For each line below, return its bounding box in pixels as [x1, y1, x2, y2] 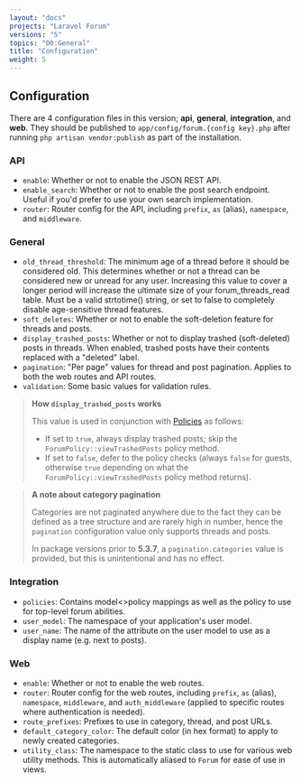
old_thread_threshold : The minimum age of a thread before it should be [22, 256, 290, 267]
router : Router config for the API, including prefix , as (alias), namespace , [22, 204, 289, 215]
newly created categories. [22, 735, 120, 746]
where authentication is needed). [22, 706, 146, 717]
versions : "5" [9, 30, 63, 39]
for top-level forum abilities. [22, 606, 126, 617]
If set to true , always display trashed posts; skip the [44, 433, 238, 444]
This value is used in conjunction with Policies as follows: [31, 416, 244, 427]
